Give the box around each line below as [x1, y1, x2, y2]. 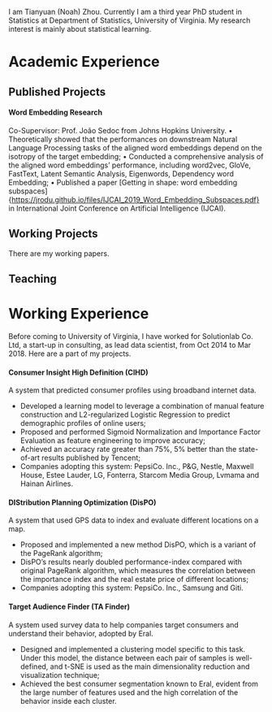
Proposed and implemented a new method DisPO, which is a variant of [19, 540, 257, 549]
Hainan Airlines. [19, 479, 74, 488]
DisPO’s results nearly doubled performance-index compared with [19, 557, 242, 567]
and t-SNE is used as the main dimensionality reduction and [50, 662, 250, 671]
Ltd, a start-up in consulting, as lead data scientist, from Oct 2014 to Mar [8, 340, 252, 349]
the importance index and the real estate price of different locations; [19, 575, 249, 584]
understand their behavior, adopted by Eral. [8, 628, 154, 638]
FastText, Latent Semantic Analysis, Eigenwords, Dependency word [8, 168, 234, 178]
